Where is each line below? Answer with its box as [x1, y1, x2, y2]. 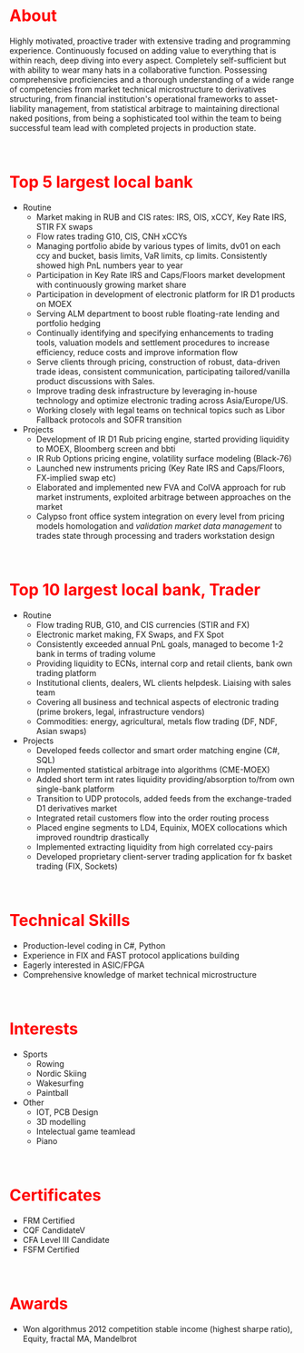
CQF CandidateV [22, 1224, 86, 1236]
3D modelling [35, 1116, 86, 1127]
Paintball [35, 1087, 69, 1098]
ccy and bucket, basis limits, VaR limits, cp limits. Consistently [35, 250, 268, 261]
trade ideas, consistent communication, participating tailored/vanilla [35, 365, 290, 377]
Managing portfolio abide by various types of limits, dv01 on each [35, 240, 281, 251]
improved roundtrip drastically [35, 831, 150, 842]
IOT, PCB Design [35, 1106, 99, 1118]
